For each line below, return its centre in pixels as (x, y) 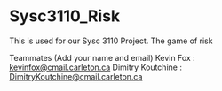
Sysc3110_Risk (65, 16)
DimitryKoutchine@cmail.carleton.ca (76, 76)
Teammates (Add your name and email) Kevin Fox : (102, 57)
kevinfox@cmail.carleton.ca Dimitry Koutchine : (95, 67)
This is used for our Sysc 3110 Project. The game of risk (111, 41)
